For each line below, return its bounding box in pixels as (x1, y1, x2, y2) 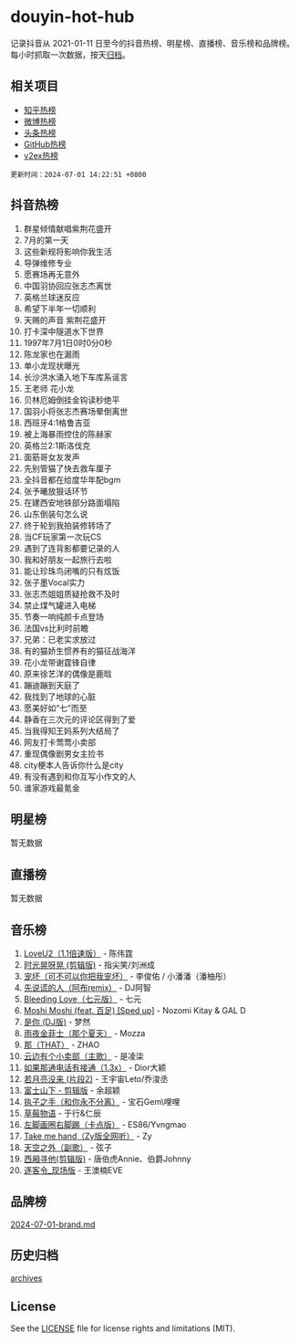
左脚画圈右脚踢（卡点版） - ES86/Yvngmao (23, 1119, 187, 1129)
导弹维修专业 (23, 257, 72, 268)
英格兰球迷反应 (23, 291, 80, 302)
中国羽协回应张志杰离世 (23, 280, 112, 291)
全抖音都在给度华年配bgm (23, 474, 121, 485)
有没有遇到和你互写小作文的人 (23, 771, 136, 782)
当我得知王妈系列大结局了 (23, 725, 120, 736)
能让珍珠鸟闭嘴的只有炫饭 (23, 565, 120, 576)
